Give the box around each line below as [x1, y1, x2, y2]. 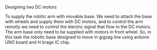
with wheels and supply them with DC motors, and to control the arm [5, 19, 143, 24]
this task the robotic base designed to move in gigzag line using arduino [5, 34, 150, 40]
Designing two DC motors [5, 4, 57, 10]
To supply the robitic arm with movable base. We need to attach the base [5, 14, 152, 19]
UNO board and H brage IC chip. [5, 39, 71, 45]
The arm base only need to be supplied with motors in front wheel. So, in [5, 29, 151, 34]
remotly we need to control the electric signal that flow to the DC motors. [5, 24, 152, 30]
